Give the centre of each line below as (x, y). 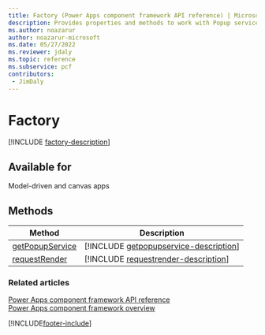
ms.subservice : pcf (40, 67)
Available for (40, 167)
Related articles (39, 282)
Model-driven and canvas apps (59, 186)
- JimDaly (28, 81)
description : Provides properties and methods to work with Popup (119, 23)
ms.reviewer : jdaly (40, 52)
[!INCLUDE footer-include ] (50, 323)
